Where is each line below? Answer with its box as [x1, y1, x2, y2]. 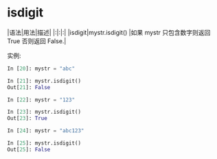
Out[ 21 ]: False [7, 84, 51, 90]
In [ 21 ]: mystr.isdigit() [7, 77, 81, 84]
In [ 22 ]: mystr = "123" [7, 96, 76, 103]
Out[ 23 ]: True [7, 115, 48, 122]
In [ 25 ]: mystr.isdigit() [7, 140, 81, 147]
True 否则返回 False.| [7, 36, 67, 45]
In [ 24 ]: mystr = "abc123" [7, 127, 84, 134]
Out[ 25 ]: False [7, 146, 51, 153]
